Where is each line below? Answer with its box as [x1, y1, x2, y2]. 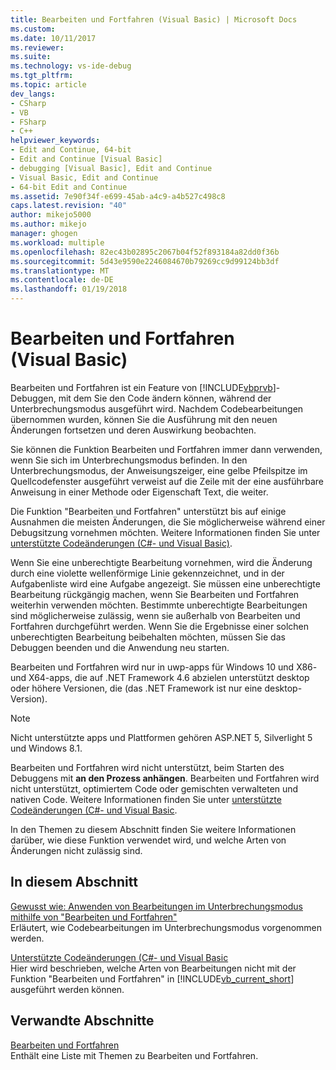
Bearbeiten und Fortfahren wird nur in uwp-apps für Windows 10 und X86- [10, 661, 318, 673]
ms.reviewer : [10, 42, 65, 53]
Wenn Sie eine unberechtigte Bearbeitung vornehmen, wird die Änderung [10, 556, 313, 568]
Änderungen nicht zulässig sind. [10, 844, 143, 856]
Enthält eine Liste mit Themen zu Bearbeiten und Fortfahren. [10, 1049, 259, 1061]
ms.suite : [10, 52, 52, 62]
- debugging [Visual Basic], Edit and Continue [10, 163, 213, 173]
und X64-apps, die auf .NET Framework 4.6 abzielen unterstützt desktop [10, 671, 310, 683]
